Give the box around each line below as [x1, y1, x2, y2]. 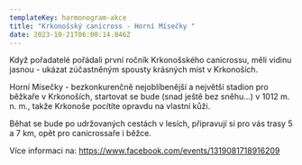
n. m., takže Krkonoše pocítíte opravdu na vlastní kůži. [9, 101, 211, 112]
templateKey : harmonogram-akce [9, 13, 127, 23]
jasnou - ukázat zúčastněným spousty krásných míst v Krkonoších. [9, 64, 259, 75]
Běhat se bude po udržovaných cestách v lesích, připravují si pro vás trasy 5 [9, 118, 293, 129]
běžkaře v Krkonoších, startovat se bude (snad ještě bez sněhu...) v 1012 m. [9, 91, 290, 102]
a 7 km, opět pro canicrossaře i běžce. [9, 128, 151, 139]
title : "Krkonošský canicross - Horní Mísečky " [9, 22, 196, 31]
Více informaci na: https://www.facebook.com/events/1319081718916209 [9, 145, 280, 156]
